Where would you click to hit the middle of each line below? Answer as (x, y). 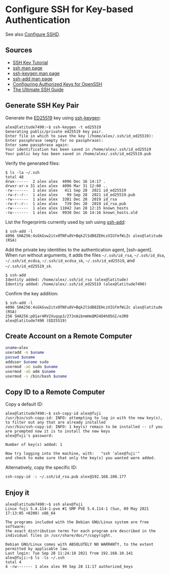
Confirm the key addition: (32, 293)
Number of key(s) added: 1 (34, 445)
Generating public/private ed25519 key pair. (54, 131)
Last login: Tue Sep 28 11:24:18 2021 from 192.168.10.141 (69, 553)
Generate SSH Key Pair (42, 105)
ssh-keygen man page (36, 73)
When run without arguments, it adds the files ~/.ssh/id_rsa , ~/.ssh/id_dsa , (85, 255)
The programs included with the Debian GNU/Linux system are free (77, 522)
